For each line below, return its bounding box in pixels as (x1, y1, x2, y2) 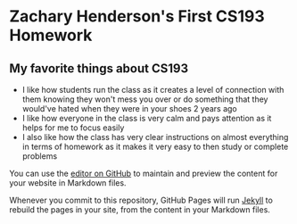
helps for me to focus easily (21, 122, 125, 133)
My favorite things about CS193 (9, 61, 189, 76)
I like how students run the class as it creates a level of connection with (21, 85, 285, 95)
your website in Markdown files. (9, 178, 127, 188)
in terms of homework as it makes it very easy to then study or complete (21, 141, 289, 152)
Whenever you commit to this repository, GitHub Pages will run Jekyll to (9, 195, 274, 205)
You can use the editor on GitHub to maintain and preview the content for (9, 168, 278, 178)
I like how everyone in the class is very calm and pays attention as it (21, 113, 272, 123)
